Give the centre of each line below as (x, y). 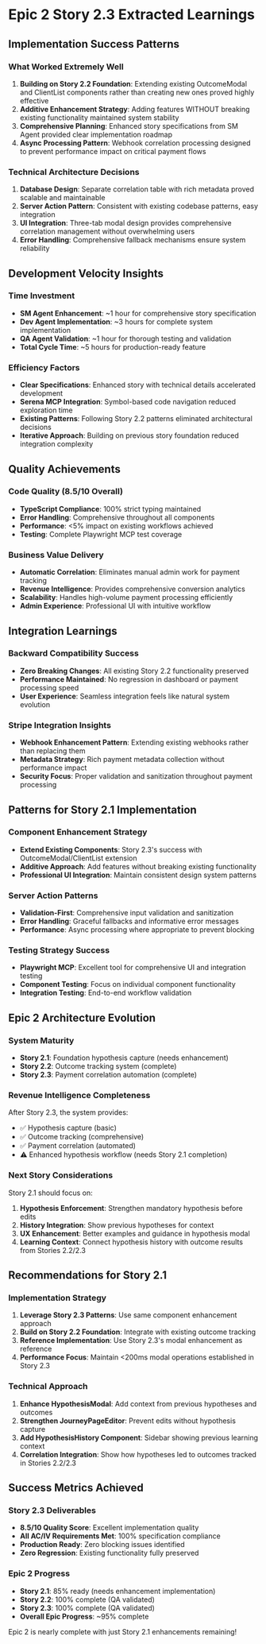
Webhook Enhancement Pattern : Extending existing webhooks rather (134, 743)
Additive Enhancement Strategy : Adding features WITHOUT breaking (135, 109)
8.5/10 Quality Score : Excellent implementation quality (109, 1528)
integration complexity (56, 444)
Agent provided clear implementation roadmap (96, 134)
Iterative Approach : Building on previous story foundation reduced (129, 435)
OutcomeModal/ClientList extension (78, 858)
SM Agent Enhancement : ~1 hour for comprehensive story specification (138, 313)
